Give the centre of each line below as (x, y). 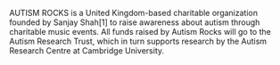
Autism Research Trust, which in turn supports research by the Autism (138, 41)
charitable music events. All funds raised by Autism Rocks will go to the (140, 32)
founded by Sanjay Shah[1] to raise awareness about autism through (135, 22)
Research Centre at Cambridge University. (87, 51)
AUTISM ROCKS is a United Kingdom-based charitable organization (134, 13)
